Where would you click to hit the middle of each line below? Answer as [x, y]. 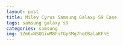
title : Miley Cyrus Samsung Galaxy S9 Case [62, 17]
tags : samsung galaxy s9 [37, 23]
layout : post [23, 12]
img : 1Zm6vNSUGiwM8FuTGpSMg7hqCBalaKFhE [58, 34]
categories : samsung [32, 28]
